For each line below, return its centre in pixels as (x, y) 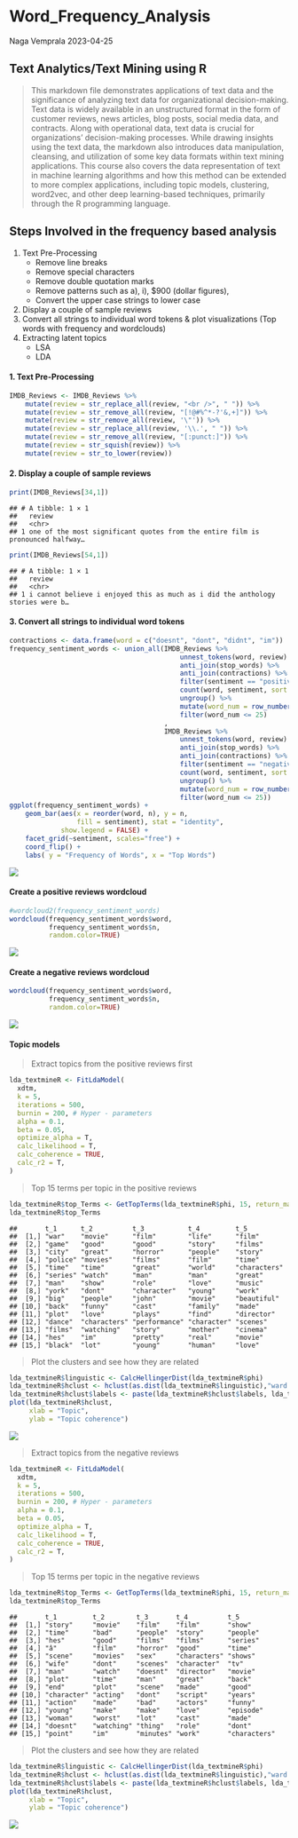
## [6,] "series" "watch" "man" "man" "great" (137, 1275)
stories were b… (39, 602)
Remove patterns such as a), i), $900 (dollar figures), (132, 290)
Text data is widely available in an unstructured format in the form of (156, 109)
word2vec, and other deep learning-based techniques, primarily (148, 194)
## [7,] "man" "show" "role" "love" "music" (137, 1283)
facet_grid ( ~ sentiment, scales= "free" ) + (102, 838)
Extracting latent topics (64, 337)
